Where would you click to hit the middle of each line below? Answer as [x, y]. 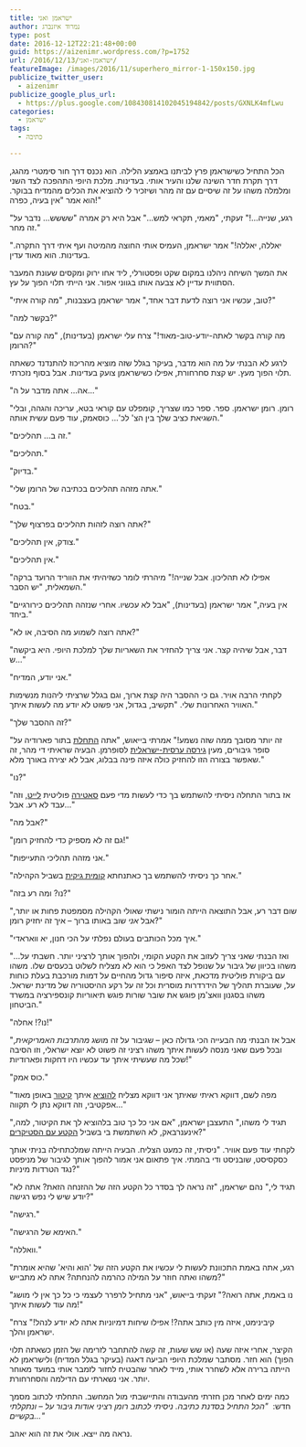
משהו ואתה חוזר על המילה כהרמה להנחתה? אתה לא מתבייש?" [117, 1277]
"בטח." [22, 506]
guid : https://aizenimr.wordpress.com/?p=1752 [100, 52]
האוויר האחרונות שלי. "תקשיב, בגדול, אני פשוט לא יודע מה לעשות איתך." [134, 704]
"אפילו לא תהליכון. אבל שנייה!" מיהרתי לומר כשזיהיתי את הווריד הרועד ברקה [140, 577]
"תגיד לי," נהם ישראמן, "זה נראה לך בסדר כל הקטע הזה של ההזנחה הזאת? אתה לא [152, 1186]
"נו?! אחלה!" [31, 1022]
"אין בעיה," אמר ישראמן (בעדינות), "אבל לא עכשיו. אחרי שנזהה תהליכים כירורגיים [148, 604]
